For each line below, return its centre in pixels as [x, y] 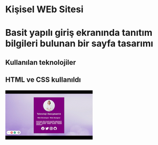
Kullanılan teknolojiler [41, 62]
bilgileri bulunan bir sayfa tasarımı [79, 44]
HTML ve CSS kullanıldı [43, 80]
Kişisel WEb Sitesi [44, 9]
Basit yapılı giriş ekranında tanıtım [79, 33]
